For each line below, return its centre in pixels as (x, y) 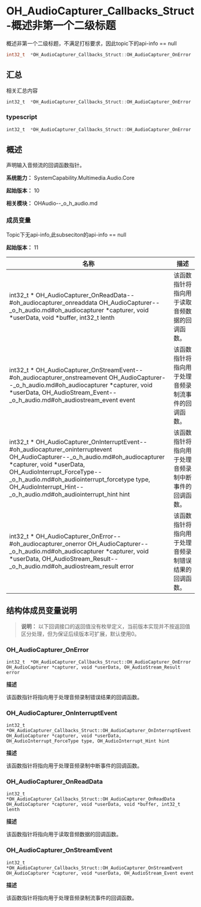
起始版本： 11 (22, 247)
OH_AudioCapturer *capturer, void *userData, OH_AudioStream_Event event (100, 873)
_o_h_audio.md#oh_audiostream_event (64, 400)
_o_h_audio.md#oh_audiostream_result (64, 566)
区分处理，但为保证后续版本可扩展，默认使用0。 (80, 634)
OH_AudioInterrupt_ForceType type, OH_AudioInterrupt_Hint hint (88, 741)
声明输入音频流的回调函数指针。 (45, 165)
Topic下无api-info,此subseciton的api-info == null (66, 234)
